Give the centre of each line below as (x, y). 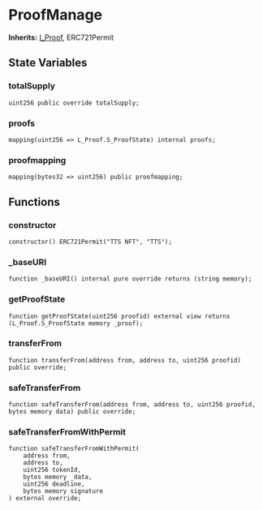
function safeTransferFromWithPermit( (74, 449)
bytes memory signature (63, 491)
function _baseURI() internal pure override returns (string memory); (130, 279)
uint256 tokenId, (52, 470)
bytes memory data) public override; (72, 412)
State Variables (48, 63)
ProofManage (56, 15)
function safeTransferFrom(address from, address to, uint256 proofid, (132, 405)
